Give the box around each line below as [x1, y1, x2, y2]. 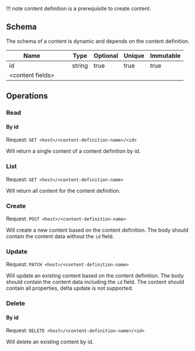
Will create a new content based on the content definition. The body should [6, 226, 189, 233]
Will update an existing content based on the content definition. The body [6, 272, 184, 279]
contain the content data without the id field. [6, 232, 115, 240]
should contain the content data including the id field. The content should [6, 279, 184, 286]
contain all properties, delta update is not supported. [6, 285, 133, 292]
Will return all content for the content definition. [6, 187, 121, 194]
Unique [123, 51, 145, 59]
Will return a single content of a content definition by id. [6, 148, 141, 155]
